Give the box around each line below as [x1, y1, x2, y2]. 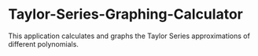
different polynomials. [8, 39, 79, 48]
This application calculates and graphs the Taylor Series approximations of [8, 31, 250, 40]
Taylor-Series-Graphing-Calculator [8, 5, 244, 23]
